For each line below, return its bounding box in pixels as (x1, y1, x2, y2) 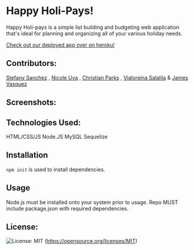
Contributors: (6, 58, 57, 68)
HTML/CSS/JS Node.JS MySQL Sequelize (6, 133, 108, 140)
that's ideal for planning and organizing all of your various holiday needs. (6, 29, 183, 37)
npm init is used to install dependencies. (6, 166, 106, 173)
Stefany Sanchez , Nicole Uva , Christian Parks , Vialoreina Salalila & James (6, 74, 189, 81)
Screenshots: (6, 97, 57, 107)
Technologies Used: (6, 117, 81, 127)
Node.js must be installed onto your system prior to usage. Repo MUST (6, 199, 178, 206)
